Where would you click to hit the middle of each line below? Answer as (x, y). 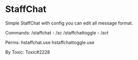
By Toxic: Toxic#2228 (28, 52)
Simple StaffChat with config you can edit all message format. (69, 23)
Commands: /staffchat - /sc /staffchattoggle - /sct (57, 32)
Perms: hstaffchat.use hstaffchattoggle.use (50, 42)
